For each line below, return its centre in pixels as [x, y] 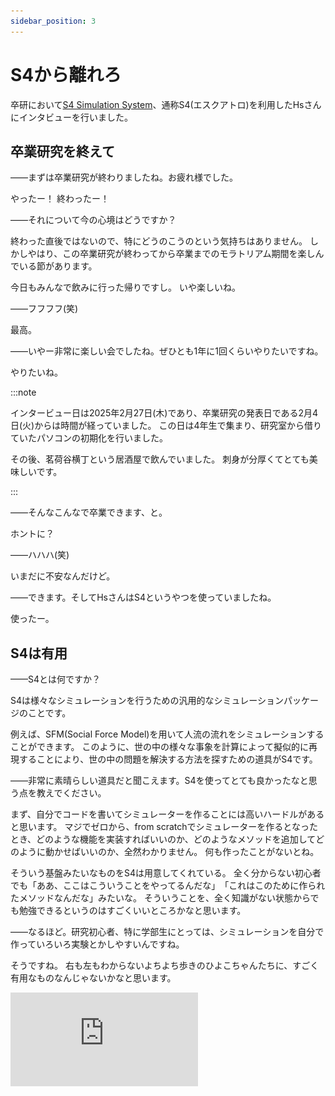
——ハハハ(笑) [40, 555]
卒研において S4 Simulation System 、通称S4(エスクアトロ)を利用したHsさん [166, 104]
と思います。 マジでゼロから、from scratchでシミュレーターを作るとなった [164, 827]
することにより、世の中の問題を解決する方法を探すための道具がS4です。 [168, 759]
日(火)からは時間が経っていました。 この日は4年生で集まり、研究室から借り [166, 426]
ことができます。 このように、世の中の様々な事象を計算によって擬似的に [159, 747]
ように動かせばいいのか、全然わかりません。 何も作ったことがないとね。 [169, 852]
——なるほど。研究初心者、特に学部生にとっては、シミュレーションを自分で [167, 932]
